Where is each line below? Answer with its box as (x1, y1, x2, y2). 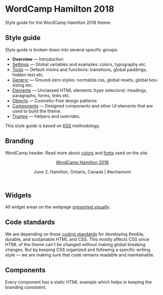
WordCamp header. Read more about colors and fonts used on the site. (5, 150, 149, 156)
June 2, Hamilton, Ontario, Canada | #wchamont (33, 169, 131, 174)
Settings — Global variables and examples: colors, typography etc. (12, 61, 147, 67)
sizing (12, 82, 24, 88)
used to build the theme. (12, 108, 62, 114)
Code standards (5, 218, 55, 227)
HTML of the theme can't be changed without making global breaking (5, 241, 145, 247)
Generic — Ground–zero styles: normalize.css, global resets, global (12, 77, 148, 83)
